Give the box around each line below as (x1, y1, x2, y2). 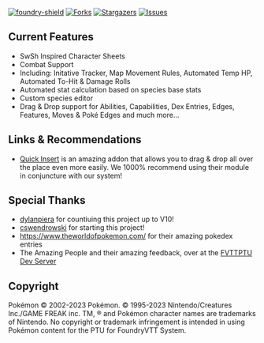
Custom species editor (19, 93, 93, 103)
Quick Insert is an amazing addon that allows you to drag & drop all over (19, 154, 254, 164)
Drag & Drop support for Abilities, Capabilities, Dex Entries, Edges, (19, 101, 235, 111)
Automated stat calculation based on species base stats (19, 85, 202, 94)
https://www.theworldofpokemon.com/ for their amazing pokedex (19, 232, 233, 241)
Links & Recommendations (8, 133, 142, 146)
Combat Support (19, 59, 74, 69)
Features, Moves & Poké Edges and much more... (19, 110, 180, 119)
